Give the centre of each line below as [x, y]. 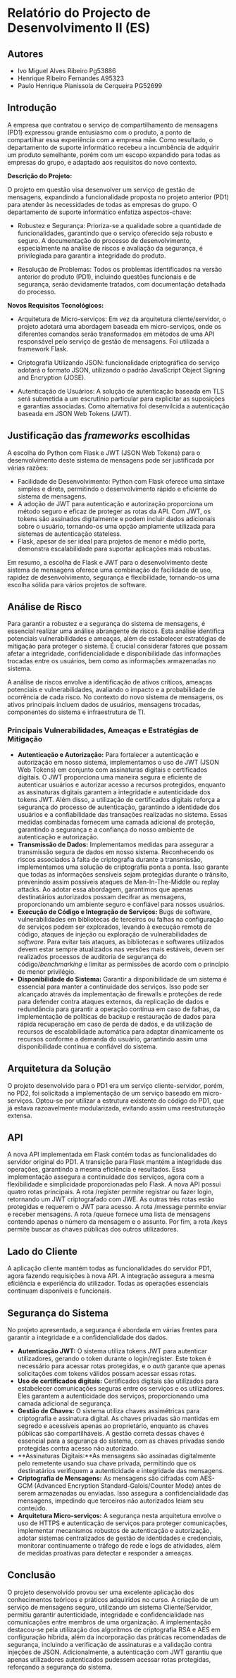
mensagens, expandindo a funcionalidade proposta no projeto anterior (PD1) [118, 197]
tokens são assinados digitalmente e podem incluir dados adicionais [117, 518]
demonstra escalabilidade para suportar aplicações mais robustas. [114, 549]
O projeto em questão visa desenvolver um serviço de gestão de [101, 189]
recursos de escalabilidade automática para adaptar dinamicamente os [120, 1031]
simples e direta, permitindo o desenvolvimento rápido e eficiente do [117, 489]
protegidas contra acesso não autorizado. [78, 1448]
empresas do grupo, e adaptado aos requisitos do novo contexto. [102, 162]
